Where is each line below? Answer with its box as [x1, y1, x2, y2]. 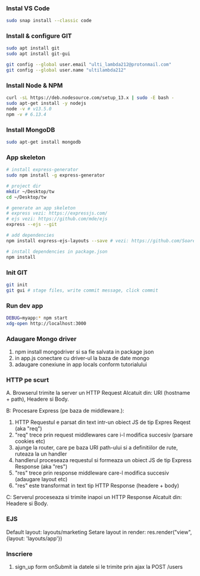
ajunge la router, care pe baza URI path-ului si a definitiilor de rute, [14, 444, 179, 451]
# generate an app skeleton [6, 205, 76, 211]
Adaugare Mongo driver [6, 335, 77, 343]
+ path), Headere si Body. [6, 395, 70, 403]
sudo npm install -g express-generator [6, 172, 105, 178]
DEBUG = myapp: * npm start [6, 315, 68, 321]
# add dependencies [6, 233, 55, 239]
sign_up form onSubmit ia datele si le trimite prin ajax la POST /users [14, 563, 183, 570]
